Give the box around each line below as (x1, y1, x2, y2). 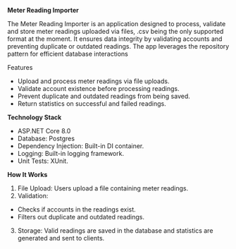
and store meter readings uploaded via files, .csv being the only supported (7, 28, 224, 35)
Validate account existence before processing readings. (17, 85, 180, 92)
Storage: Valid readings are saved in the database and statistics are (17, 226, 213, 235)
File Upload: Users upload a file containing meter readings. (17, 184, 189, 193)
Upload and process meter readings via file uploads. (17, 77, 170, 85)
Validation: (17, 192, 49, 200)
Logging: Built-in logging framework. (17, 150, 125, 157)
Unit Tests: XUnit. (17, 157, 68, 165)
